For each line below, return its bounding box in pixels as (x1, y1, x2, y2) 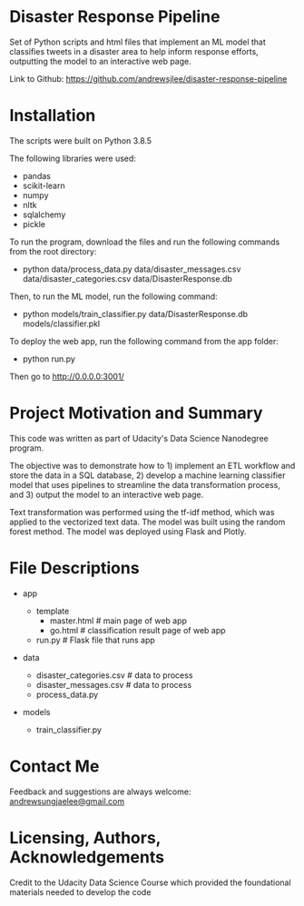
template (35, 605, 70, 616)
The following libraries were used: (9, 153, 136, 164)
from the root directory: (9, 245, 97, 256)
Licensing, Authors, (9, 827, 162, 848)
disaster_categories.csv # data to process (35, 670, 193, 681)
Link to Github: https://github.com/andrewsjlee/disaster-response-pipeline (9, 73, 288, 84)
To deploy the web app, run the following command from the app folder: (9, 335, 279, 346)
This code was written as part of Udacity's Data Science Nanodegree (9, 433, 270, 443)
